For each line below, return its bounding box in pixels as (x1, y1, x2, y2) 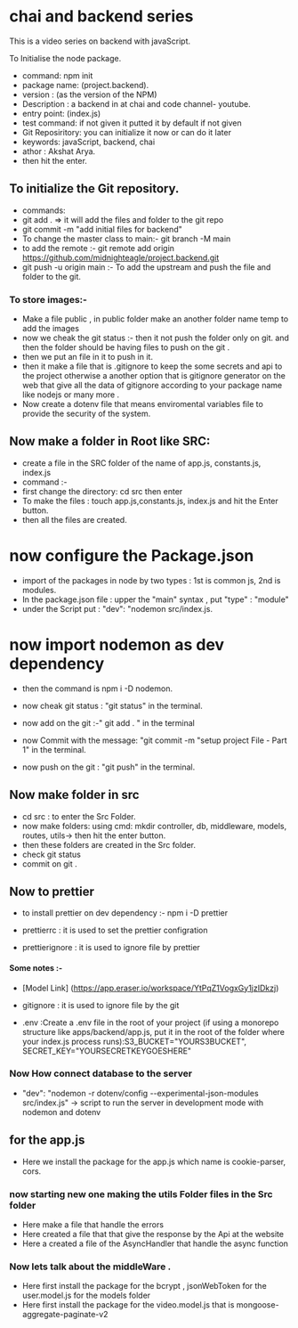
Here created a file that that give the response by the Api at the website (21, 1228, 285, 1239)
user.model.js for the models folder (21, 1290, 151, 1301)
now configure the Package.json (9, 546, 254, 566)
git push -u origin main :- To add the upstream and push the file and (21, 261, 271, 273)
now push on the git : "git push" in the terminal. (21, 762, 196, 772)
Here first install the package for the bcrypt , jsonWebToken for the (21, 1281, 267, 1291)
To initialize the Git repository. (9, 181, 180, 197)
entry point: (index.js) (21, 108, 101, 118)
